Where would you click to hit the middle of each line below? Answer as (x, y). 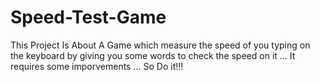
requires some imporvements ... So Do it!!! (97, 66)
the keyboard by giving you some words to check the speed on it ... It (153, 55)
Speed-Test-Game (88, 17)
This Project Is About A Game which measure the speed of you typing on (160, 45)
